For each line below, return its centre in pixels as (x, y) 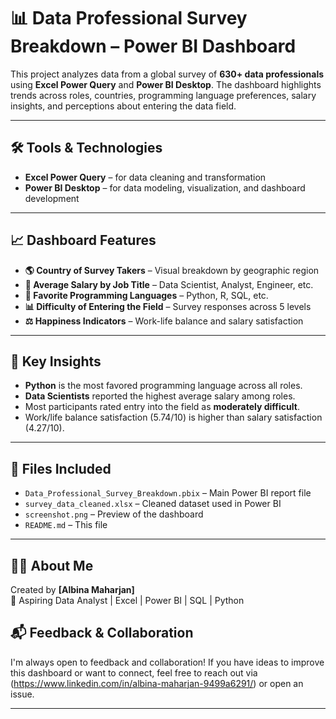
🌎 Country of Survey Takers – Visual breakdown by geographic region (172, 270)
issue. (22, 694)
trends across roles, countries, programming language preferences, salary (163, 95)
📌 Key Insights (56, 361)
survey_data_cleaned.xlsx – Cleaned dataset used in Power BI (153, 504)
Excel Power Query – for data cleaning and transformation (145, 177)
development (52, 198)
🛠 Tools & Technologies (86, 148)
